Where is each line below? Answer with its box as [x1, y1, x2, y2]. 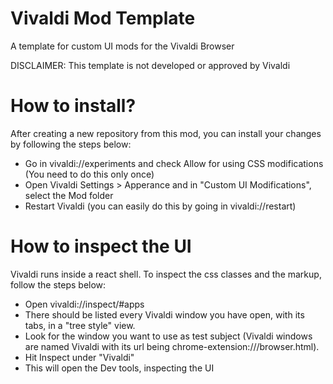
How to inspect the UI [10, 235, 192, 258]
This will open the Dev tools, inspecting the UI [24, 362, 215, 374]
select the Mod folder [24, 189, 114, 201]
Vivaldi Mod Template [10, 7, 196, 30]
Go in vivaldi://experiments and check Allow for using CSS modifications [24, 157, 324, 169]
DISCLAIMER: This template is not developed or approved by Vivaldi [10, 59, 291, 71]
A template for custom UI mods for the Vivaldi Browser [10, 40, 235, 52]
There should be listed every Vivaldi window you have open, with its [24, 308, 305, 321]
